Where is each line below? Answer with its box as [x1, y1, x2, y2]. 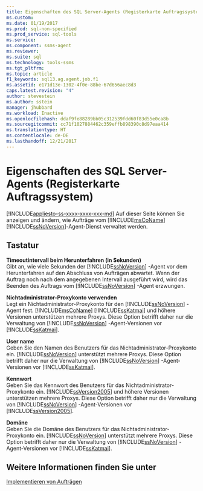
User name [6, 337, 34, 345]
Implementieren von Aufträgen [6, 478, 82, 486]
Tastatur [6, 240, 39, 251]
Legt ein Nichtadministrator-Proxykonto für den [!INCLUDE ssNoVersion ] [6, 300, 185, 307]
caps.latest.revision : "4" [6, 88, 74, 94]
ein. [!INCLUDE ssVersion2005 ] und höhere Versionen [36, 388, 169, 395]
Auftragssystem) [6, 190, 94, 203]
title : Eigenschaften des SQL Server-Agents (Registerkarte [6, 8, 161, 15]
